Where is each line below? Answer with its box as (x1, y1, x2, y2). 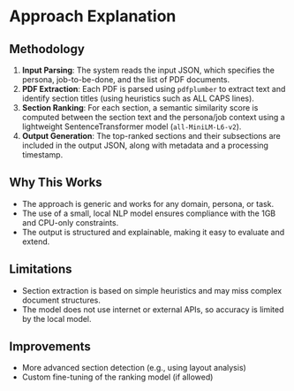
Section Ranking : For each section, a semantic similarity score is (21, 103, 259, 112)
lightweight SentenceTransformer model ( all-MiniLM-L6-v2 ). (21, 121, 242, 132)
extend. (21, 236, 50, 247)
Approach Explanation (9, 6, 177, 27)
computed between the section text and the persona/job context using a (21, 112, 285, 122)
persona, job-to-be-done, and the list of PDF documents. (21, 74, 230, 85)
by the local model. (21, 313, 92, 324)
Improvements (9, 339, 91, 355)
